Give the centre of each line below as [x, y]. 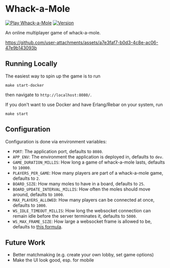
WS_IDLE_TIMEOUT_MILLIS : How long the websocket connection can [82, 210]
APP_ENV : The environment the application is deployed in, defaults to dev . [88, 157]
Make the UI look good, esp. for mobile [53, 260]
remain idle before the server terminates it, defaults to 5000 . [75, 216]
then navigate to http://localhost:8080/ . [48, 95]
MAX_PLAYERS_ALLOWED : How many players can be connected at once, [83, 200]
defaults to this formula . [37, 226]
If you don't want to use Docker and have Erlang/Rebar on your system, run [84, 104]
